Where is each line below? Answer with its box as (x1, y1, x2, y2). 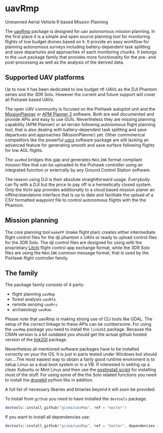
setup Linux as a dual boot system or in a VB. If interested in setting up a (5, 362, 150, 367)
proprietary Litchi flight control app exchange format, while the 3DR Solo (5, 245, 150, 250)
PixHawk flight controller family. (5, 255, 69, 261)
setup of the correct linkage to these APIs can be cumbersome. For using (5, 321, 152, 327)
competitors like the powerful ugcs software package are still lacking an (5, 137, 149, 143)
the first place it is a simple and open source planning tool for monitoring (5, 33, 150, 39)
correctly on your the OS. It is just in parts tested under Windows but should (5, 351, 157, 357)
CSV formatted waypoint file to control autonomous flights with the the (5, 197, 147, 203)
